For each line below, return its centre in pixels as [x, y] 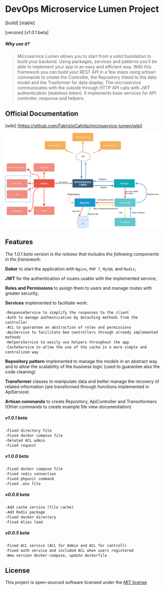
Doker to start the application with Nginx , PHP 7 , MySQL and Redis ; [71, 269]
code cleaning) [21, 371]
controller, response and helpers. [51, 98]
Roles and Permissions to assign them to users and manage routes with [79, 288]
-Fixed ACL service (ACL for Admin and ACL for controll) [66, 545]
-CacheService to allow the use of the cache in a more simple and [76, 347]
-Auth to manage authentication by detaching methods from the [72, 318]
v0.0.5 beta [17, 533]
